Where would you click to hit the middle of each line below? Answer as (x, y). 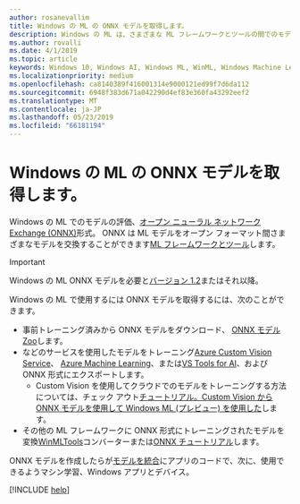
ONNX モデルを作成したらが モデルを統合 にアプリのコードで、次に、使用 (143, 460)
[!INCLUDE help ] (39, 490)
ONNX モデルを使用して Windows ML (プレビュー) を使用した (149, 407)
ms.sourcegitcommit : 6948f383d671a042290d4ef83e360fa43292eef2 (129, 92)
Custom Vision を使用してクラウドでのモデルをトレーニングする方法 (161, 385)
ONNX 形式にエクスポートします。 (85, 374)
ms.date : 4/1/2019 (43, 51)
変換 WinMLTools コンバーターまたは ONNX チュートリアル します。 (143, 441)
